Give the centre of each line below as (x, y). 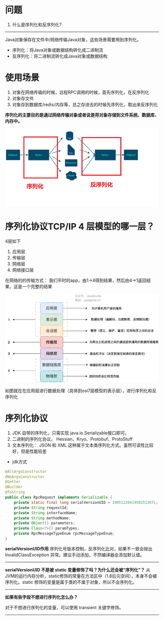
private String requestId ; (41, 508)
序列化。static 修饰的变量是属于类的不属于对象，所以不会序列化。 (71, 582)
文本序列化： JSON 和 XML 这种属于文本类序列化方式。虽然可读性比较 (83, 445)
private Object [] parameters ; (45, 523)
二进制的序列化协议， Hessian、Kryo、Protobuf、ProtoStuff (72, 439)
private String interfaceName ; (46, 513)
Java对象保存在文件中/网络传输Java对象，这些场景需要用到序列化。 (73, 39)
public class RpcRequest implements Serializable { (59, 497)
